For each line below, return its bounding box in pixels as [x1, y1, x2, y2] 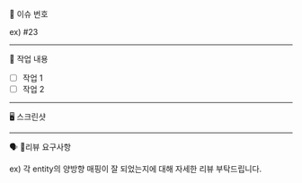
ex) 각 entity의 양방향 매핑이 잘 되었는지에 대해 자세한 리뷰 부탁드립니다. [9, 163, 262, 174]
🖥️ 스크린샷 [9, 111, 47, 122]
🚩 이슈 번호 [9, 9, 49, 19]
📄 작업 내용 [9, 54, 49, 64]
